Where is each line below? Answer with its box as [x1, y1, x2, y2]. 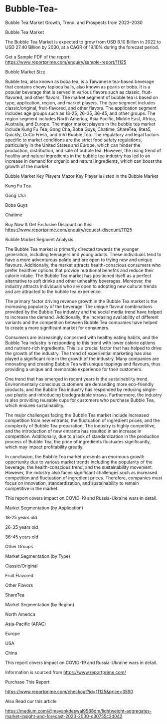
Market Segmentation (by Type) [5, 553, 71, 559]
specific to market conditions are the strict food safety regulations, [5, 137, 142, 143]
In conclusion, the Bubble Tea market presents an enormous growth [5, 453, 145, 459]
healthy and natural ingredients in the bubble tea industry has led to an [5, 153, 151, 159]
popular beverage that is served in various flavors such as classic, [5, 89, 141, 95]
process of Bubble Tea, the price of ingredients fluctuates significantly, [5, 438, 151, 444]
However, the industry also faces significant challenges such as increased [5, 469, 158, 475]
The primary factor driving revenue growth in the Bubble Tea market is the [5, 298, 158, 304]
